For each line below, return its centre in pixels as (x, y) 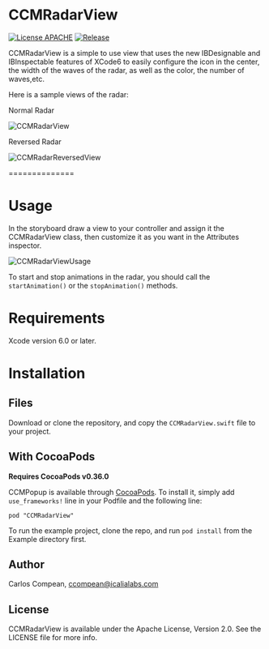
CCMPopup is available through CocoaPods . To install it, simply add (122, 492)
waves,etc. (26, 79)
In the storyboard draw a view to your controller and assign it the (117, 228)
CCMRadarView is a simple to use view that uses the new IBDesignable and (134, 53)
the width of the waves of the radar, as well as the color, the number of (126, 70)
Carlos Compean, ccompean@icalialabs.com (83, 584)
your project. (30, 431)
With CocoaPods (52, 457)
